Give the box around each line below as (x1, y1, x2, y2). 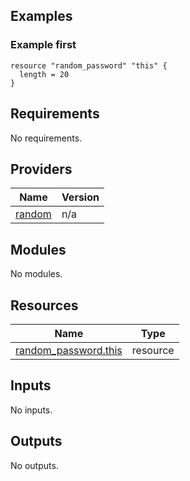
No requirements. (10, 132, 83, 144)
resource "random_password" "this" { (10, 60, 168, 71)
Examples (10, 8, 73, 25)
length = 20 (19, 69, 70, 79)
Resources (10, 297, 79, 314)
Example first (10, 38, 77, 52)
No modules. (10, 268, 63, 280)
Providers (10, 160, 73, 178)
